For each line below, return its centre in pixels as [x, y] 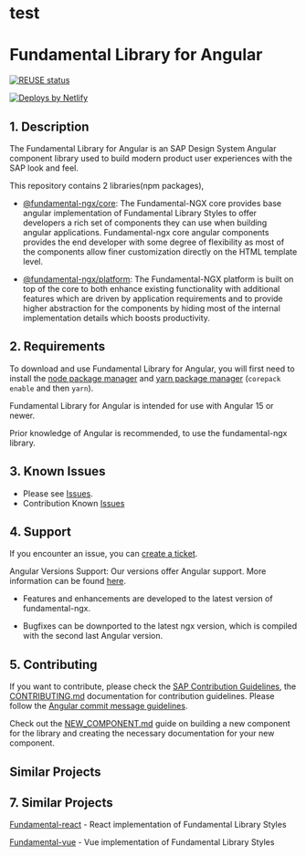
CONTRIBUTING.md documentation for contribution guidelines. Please [142, 696]
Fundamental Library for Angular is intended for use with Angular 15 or [142, 405]
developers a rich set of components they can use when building [145, 223]
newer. [22, 415]
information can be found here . [68, 581]
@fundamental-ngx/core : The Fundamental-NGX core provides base [152, 203]
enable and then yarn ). [52, 388]
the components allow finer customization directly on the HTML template [160, 251]
